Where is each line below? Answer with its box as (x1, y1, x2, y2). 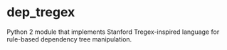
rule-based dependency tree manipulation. (6, 35, 132, 43)
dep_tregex (6, 4, 75, 20)
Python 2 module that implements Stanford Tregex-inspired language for (6, 27, 220, 36)
